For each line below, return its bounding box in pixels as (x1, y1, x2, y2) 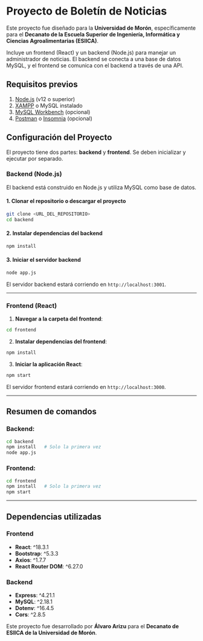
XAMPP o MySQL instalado (14, 102, 83, 109)
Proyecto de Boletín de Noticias (6, 4, 167, 18)
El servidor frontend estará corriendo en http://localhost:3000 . (6, 383, 166, 390)
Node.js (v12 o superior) (14, 95, 76, 102)
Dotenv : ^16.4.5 (14, 605, 54, 612)
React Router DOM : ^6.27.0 (14, 562, 83, 570)
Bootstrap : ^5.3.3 (14, 550, 59, 557)
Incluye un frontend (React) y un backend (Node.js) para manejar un (6, 48, 176, 56)
